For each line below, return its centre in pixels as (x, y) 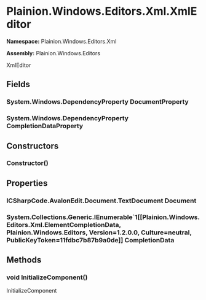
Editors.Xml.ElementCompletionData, (64, 225)
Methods (24, 260)
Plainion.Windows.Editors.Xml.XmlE (102, 11)
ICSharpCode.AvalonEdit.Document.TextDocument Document (101, 201)
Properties (27, 183)
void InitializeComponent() (47, 277)
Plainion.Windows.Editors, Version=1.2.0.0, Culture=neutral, (99, 233)
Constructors (33, 146)
